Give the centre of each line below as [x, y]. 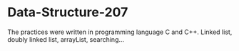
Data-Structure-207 [68, 12]
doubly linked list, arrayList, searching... [66, 39]
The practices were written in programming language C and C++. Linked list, [120, 32]
